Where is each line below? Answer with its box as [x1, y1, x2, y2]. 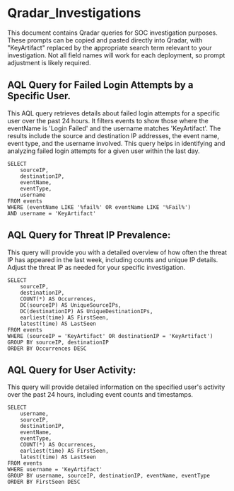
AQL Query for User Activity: [7, 363, 136, 376]
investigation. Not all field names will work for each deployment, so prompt [7, 51, 226, 60]
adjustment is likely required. [7, 58, 91, 67]
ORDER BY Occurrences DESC [7, 345, 87, 352]
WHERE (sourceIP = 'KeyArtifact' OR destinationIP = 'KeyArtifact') [7, 332, 213, 339]
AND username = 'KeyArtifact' [7, 210, 97, 217]
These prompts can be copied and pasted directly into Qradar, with [7, 35, 203, 44]
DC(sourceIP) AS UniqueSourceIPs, [20, 301, 122, 309]
